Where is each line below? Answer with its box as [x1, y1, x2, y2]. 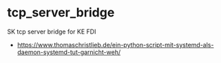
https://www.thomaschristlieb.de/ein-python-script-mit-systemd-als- [17, 40, 214, 49]
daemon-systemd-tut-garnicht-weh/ [17, 48, 121, 56]
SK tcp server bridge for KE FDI [7, 27, 96, 36]
